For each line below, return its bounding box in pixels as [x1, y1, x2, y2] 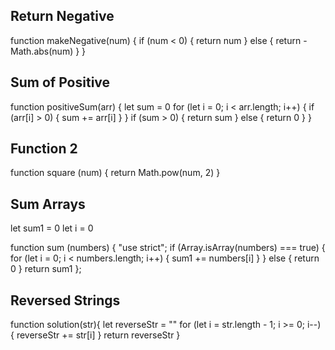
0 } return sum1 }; [10, 263, 82, 275]
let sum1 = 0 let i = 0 [10, 222, 94, 234]
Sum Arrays [10, 195, 86, 213]
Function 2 [10, 140, 78, 158]
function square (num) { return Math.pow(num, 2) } [10, 167, 221, 179]
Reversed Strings [10, 292, 121, 309]
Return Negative [10, 8, 115, 25]
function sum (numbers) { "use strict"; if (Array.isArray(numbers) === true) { [10, 242, 326, 254]
